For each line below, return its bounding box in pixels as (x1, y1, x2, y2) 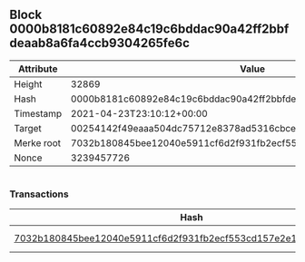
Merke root (14, 136, 62, 149)
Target (14, 121, 43, 134)
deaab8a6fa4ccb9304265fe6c (9, 35, 191, 51)
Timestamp (14, 107, 63, 120)
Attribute (17, 63, 58, 75)
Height (14, 77, 43, 90)
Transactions (9, 188, 70, 200)
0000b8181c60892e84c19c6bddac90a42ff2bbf (9, 22, 290, 37)
